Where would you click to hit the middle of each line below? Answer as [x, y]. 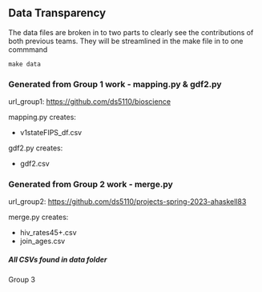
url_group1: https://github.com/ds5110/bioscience [89, 102]
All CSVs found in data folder [58, 260]
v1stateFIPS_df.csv [51, 133]
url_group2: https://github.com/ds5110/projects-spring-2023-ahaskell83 [127, 202]
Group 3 [22, 280]
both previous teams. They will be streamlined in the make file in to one [126, 41]
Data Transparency [57, 13]
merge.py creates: [38, 217]
